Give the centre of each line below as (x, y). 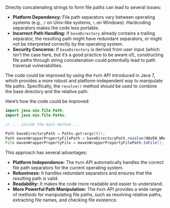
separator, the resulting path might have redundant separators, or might (87, 38)
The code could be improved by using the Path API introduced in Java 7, (80, 75)
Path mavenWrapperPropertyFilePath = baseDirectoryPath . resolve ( (75, 138)
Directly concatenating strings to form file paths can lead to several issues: (83, 7)
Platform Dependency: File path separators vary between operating (84, 17)
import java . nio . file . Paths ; (36, 115)
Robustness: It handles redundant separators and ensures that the (82, 173)
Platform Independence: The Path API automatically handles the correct (88, 162)
